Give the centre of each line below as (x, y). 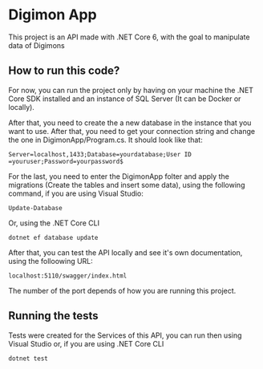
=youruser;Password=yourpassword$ (66, 161)
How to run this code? (64, 71)
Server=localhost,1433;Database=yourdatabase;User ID (100, 154)
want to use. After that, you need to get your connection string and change (131, 131)
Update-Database (35, 208)
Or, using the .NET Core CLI (54, 223)
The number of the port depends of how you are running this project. (122, 290)
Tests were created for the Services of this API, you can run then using (125, 335)
